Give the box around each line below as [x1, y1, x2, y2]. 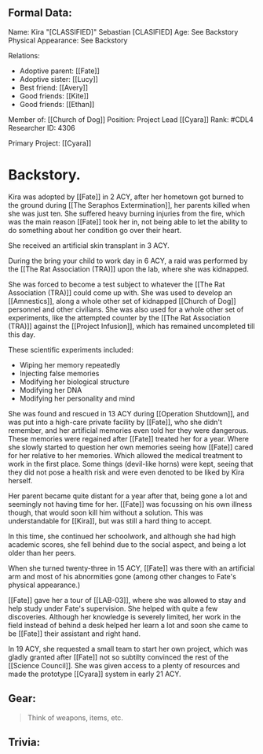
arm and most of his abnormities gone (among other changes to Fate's [8, 571, 237, 581]
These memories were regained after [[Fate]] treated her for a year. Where [8, 434, 250, 443]
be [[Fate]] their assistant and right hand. [8, 629, 141, 638]
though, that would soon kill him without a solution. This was [8, 508, 203, 517]
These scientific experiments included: [8, 345, 133, 354]
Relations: [8, 50, 41, 60]
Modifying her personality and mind [19, 394, 136, 403]
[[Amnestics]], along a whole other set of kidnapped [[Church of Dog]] [8, 296, 237, 305]
